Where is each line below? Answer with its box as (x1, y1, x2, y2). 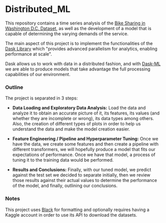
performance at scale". (5, 51, 52, 57)
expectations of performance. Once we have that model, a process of (12, 151, 156, 158)
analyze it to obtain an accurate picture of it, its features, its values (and (12, 110, 160, 116)
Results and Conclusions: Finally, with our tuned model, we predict (12, 166, 152, 173)
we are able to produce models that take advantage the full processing (5, 66, 151, 72)
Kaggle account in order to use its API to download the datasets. (5, 211, 138, 218)
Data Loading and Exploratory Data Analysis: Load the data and (12, 105, 146, 111)
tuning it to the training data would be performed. (12, 157, 114, 163)
